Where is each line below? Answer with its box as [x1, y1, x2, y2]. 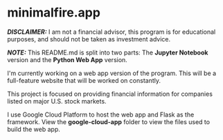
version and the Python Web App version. [7, 55, 128, 63]
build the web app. [7, 125, 61, 133]
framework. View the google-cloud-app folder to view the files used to [7, 117, 210, 126]
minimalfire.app [7, 5, 100, 21]
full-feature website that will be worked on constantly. [7, 76, 161, 84]
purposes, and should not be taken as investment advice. [7, 34, 171, 43]
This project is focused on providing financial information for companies [7, 90, 213, 98]
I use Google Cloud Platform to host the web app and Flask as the [7, 110, 195, 119]
